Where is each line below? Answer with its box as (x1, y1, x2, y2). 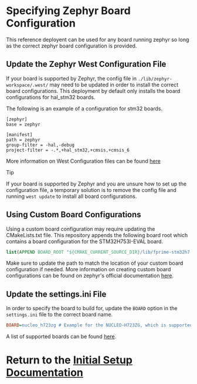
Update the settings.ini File (6, 289, 107, 299)
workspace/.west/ (6, 82, 49, 88)
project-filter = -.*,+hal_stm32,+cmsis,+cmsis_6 (6, 147, 130, 153)
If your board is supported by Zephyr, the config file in (6, 75, 137, 82)
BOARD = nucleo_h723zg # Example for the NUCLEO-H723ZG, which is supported (6, 322, 193, 328)
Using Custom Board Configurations (6, 210, 142, 220)
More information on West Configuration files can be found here (6, 157, 161, 164)
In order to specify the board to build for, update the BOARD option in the (6, 305, 178, 312)
